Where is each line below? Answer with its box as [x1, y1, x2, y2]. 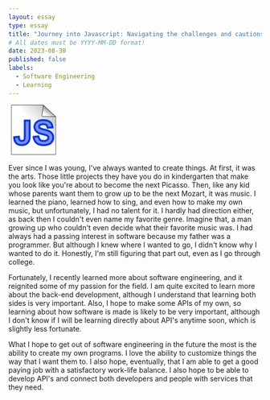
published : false [8, 56, 67, 64]
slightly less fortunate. [8, 324, 82, 333]
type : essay [8, 21, 48, 30]
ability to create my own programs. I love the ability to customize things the [8, 348, 257, 357]
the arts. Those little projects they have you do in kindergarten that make [8, 171, 249, 181]
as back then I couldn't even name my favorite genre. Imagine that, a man [8, 214, 252, 224]
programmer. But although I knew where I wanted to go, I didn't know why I [8, 240, 257, 249]
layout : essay [8, 13, 56, 21]
